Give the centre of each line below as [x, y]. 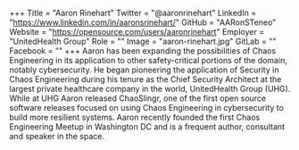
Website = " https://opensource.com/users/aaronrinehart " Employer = [137, 32]
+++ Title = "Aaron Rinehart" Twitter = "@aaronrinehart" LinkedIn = [133, 13]
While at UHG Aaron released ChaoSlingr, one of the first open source [137, 98]
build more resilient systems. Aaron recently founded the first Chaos [135, 117]
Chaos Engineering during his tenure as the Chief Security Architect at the [145, 79]
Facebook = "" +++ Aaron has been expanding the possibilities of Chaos [143, 51]
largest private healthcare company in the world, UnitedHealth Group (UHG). [150, 89]
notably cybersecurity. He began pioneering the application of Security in [144, 70]
